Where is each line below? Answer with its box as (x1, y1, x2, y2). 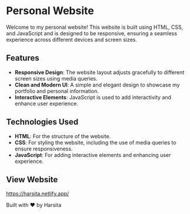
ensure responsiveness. (14, 145, 73, 152)
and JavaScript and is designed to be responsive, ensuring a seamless (6, 29, 178, 36)
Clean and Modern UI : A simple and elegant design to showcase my (14, 81, 181, 88)
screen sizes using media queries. (14, 75, 98, 82)
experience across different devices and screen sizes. (6, 36, 137, 43)
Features (6, 53, 39, 63)
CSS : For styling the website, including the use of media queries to (14, 139, 176, 146)
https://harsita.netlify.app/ (6, 190, 69, 198)
